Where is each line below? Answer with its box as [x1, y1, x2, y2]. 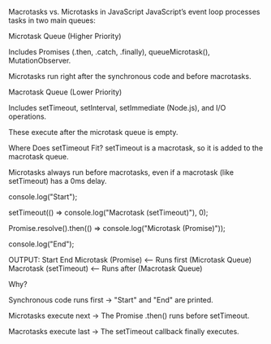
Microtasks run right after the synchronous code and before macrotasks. [8, 72, 252, 81]
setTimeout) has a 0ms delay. [8, 176, 107, 185]
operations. [8, 111, 47, 121]
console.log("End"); [8, 239, 75, 249]
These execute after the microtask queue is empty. [8, 128, 179, 137]
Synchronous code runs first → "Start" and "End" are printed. [8, 295, 213, 304]
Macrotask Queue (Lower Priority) [8, 87, 123, 97]
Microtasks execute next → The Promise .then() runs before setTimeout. [8, 311, 250, 320]
